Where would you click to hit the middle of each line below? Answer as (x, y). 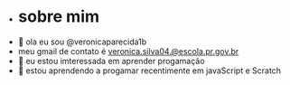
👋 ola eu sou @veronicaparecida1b (82, 42)
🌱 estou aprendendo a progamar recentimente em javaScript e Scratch (150, 71)
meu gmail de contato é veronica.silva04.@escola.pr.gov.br (128, 51)
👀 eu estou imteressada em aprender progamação (111, 61)
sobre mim (59, 17)
